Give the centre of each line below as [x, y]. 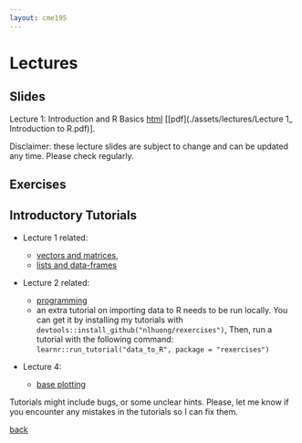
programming [62, 300]
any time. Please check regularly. [72, 155]
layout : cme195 [38, 18]
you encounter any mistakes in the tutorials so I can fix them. [124, 411]
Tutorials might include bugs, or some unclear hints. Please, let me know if [149, 402]
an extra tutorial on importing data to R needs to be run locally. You [162, 310]
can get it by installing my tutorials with [110, 320]
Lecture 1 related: [55, 237]
